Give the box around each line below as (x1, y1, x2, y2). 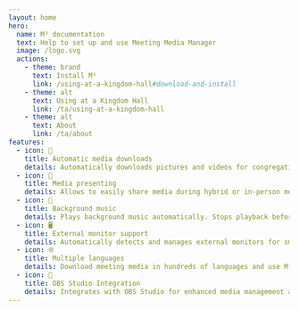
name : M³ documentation (16, 29, 104, 38)
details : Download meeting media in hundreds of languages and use (24, 263, 280, 272)
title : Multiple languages (24, 254, 125, 264)
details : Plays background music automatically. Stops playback (24, 212, 269, 222)
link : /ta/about (31, 130, 93, 138)
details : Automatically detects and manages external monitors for (24, 238, 280, 247)
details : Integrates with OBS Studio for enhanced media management (24, 287, 285, 296)
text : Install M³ (31, 71, 97, 80)
